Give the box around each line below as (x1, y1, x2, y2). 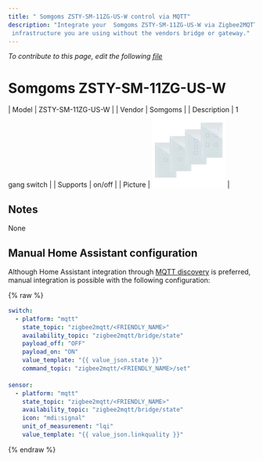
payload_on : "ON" (22, 348, 79, 356)
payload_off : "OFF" (22, 339, 86, 348)
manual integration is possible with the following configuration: (8, 275, 211, 285)
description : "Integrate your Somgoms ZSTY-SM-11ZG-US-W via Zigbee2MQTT (8, 20, 258, 29)
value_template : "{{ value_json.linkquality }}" (22, 431, 184, 439)
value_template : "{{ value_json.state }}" (22, 357, 163, 365)
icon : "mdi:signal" (22, 414, 86, 423)
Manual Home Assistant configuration (8, 246, 198, 260)
